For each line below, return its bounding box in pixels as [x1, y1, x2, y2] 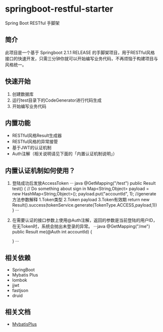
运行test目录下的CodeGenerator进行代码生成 [12, 97, 102, 103]
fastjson [12, 288, 29, 293]
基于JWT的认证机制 [12, 145, 52, 151]
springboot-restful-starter [5, 3, 114, 15]
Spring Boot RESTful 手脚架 [5, 20, 60, 26]
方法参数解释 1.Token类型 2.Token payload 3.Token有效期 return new [12, 197, 150, 203]
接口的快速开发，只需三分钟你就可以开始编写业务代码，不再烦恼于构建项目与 [5, 55, 158, 61]
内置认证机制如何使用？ [5, 166, 75, 175]
